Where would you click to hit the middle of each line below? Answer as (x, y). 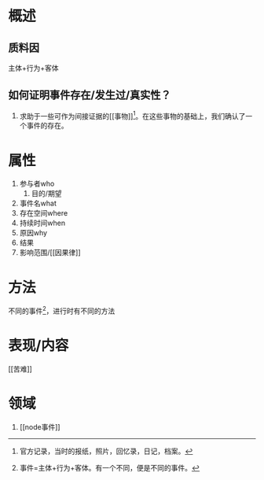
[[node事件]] (40, 426)
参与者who (37, 184)
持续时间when (42, 223)
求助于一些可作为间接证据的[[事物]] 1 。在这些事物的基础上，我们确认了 (132, 115)
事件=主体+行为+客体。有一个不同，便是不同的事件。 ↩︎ (110, 467)
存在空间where (44, 213)
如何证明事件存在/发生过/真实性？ (90, 95)
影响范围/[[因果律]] (50, 253)
